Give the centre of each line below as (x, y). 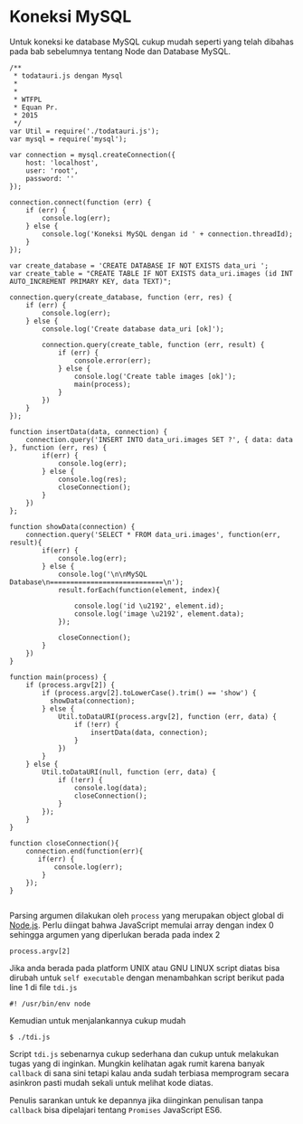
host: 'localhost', (62, 163)
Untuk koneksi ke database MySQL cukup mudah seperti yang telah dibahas (151, 42)
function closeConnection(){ (64, 843)
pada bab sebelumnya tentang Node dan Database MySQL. (120, 51)
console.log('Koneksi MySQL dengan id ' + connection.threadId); (168, 234)
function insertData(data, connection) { (89, 431)
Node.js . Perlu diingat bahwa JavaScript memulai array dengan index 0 (142, 925)
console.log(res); (92, 479)
